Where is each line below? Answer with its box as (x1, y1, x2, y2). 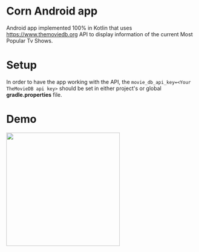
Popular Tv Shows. (6, 37, 53, 44)
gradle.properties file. (6, 91, 62, 98)
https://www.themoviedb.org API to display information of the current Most (6, 30, 193, 37)
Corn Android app (6, 4, 98, 18)
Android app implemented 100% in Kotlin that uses (6, 24, 132, 31)
